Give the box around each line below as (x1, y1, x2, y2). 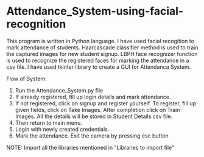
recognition (6, 17, 66, 31)
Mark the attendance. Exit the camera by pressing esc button (15, 132, 169, 139)
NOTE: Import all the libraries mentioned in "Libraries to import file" (6, 144, 175, 151)
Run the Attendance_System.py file (15, 86, 104, 94)
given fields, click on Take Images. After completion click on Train (15, 106, 180, 113)
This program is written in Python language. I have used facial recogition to (6, 37, 195, 44)
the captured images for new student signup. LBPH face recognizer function (6, 50, 198, 57)
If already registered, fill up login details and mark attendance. (15, 93, 171, 100)
